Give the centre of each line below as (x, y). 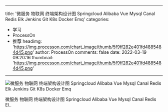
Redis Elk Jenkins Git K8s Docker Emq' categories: (57, 19)
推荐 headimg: (27, 41)
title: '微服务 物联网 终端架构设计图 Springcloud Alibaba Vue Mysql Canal (80, 14)
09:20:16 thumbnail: (33, 58)
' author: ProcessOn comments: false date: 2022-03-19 (89, 52)
